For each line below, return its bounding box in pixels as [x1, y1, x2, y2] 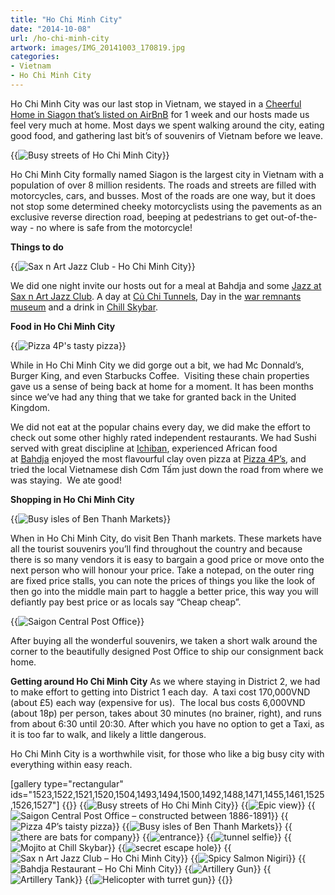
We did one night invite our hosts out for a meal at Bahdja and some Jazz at [10, 279, 322, 291]
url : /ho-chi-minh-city [10, 33, 110, 43]
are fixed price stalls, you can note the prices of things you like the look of [10, 574, 316, 586]
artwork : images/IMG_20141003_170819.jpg [10, 42, 186, 53]
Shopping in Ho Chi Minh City [10, 493, 135, 505]
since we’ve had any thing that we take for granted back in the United [10, 391, 297, 403]
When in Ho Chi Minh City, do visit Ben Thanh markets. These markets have [10, 532, 323, 544]
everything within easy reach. [10, 758, 133, 770]
